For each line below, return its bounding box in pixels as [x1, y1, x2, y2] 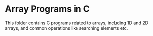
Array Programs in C [5, 3, 90, 15]
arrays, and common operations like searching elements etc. [5, 25, 128, 31]
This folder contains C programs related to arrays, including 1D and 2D [5, 20, 149, 26]
